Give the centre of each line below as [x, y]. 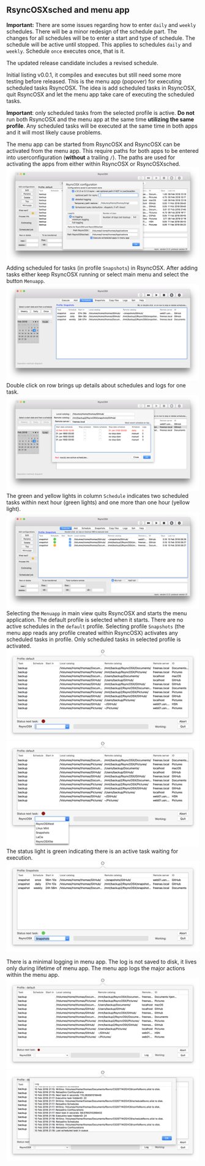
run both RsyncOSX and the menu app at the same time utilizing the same [100, 119]
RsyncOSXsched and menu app [68, 10]
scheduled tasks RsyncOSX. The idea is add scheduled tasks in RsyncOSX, [101, 88]
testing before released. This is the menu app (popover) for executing [94, 81]
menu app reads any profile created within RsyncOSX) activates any [92, 632]
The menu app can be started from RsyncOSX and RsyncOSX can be [93, 144]
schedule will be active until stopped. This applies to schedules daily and [99, 44]
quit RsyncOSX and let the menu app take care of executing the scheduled [100, 94]
